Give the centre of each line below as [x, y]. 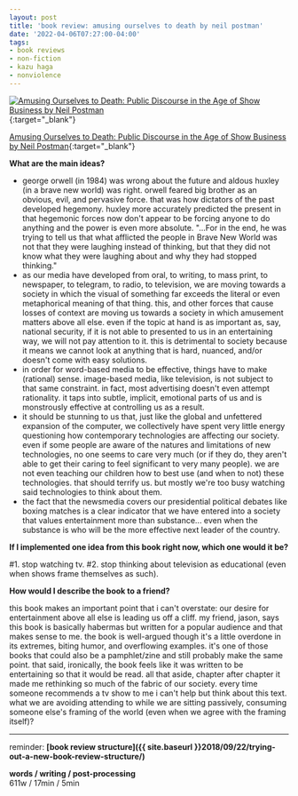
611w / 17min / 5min [44, 783]
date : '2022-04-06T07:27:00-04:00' [75, 34]
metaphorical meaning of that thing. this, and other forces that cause [148, 303]
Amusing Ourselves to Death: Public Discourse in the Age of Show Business [148, 136]
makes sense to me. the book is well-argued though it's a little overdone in [145, 636]
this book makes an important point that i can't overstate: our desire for [139, 608]
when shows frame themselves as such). [84, 573]
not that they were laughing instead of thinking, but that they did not [146, 246]
